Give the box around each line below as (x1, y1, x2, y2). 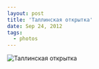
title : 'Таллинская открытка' (7, 16, 94, 23)
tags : (7, 29, 23, 36)
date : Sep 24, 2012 (7, 23, 63, 29)
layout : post (7, 10, 44, 17)
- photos (13, 36, 38, 42)
